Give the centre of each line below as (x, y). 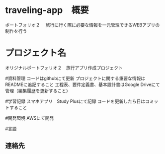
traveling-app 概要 (47, 10)
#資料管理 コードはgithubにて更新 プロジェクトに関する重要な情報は (75, 78)
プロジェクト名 (36, 53)
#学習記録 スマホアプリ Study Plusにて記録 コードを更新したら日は (75, 101)
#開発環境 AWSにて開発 (30, 118)
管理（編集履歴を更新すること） (38, 90)
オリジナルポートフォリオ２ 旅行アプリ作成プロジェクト (64, 68)
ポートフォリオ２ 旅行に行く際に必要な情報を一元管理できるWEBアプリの (82, 25)
